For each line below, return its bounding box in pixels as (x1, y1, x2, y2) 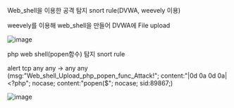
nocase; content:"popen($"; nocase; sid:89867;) (32, 79, 173, 87)
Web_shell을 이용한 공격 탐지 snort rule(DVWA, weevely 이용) (7, 6, 181, 14)
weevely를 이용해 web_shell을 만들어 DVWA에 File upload (7, 21, 171, 30)
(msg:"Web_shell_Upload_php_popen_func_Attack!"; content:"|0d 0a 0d (7, 71, 216, 80)
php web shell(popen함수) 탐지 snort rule (7, 50, 125, 58)
